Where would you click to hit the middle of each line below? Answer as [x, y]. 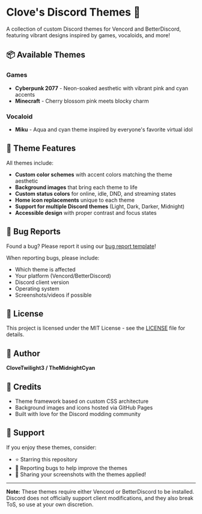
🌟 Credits [24, 387]
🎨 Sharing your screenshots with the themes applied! [80, 474]
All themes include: [30, 163]
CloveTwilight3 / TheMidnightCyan [51, 368]
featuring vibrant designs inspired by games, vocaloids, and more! [88, 35]
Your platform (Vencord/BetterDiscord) [63, 276]
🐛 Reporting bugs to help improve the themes [71, 468]
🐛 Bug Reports [34, 231]
